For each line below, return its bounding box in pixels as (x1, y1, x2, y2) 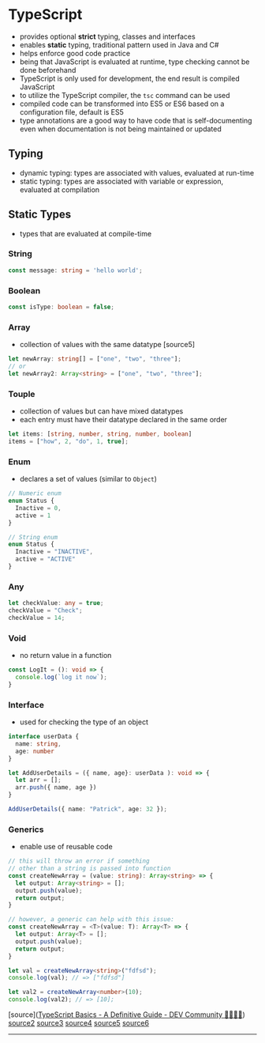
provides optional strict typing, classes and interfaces (19, 32, 196, 41)
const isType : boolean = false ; (8, 303, 114, 312)
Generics (8, 824, 44, 835)
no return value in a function (19, 651, 112, 660)
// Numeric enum (8, 489, 62, 497)
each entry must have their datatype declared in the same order (19, 415, 227, 425)
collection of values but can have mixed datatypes (19, 406, 184, 416)
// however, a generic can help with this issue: (8, 916, 175, 924)
